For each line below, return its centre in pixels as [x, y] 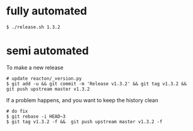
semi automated [47, 51]
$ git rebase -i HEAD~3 [36, 116]
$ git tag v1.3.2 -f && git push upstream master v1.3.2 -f [84, 121]
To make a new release [35, 67]
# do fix [17, 111]
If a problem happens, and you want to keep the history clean [82, 100]
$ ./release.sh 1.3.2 [33, 27]
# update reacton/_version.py [44, 78]
